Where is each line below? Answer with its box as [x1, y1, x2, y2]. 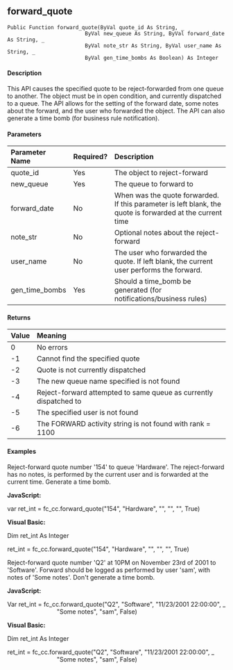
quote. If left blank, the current [114, 256, 214, 266]
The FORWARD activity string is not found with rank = [37, 419, 211, 429]
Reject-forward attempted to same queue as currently [37, 388, 214, 398]
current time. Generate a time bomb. [7, 477, 111, 486]
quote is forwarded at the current [114, 208, 223, 218]
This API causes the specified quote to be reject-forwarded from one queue [7, 85, 224, 93]
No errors [37, 343, 68, 352]
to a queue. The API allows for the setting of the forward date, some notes [7, 99, 219, 108]
